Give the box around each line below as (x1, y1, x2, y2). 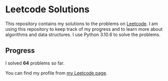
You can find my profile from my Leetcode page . (5, 70, 108, 76)
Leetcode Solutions (5, 4, 90, 15)
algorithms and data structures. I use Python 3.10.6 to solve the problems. (5, 31, 160, 37)
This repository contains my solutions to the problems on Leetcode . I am (5, 21, 158, 27)
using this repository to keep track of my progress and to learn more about (5, 26, 163, 32)
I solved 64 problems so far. (5, 60, 65, 66)
